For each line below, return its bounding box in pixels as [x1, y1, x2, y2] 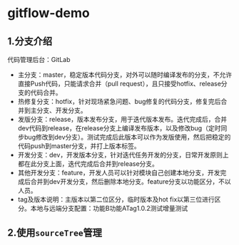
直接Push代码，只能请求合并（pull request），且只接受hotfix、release [17, 80, 221, 88]
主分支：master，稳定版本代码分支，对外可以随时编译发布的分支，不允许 [17, 71, 233, 79]
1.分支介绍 [7, 35, 53, 47]
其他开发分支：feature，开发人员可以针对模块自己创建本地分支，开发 [17, 169, 220, 177]
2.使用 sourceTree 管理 [7, 226, 102, 239]
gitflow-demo [7, 5, 91, 21]
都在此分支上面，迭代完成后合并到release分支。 [17, 160, 159, 168]
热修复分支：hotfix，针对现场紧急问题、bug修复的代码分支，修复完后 [17, 98, 221, 105]
